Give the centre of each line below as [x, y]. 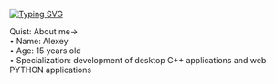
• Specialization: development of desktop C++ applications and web [138, 60]
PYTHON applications [51, 70]
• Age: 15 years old [45, 51]
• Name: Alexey [39, 41]
